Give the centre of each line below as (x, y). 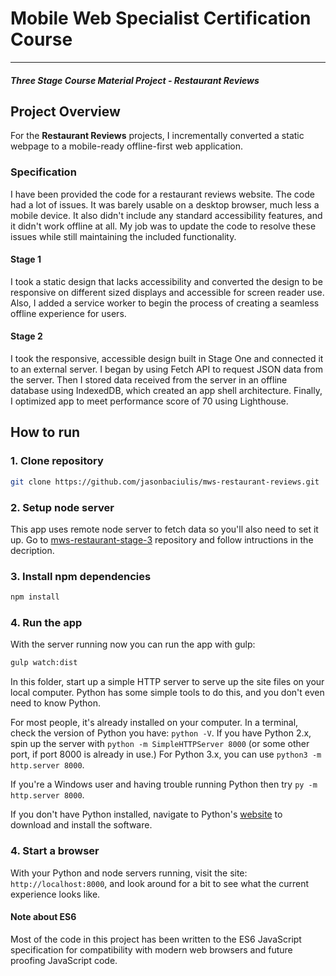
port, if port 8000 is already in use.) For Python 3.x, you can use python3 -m (166, 754)
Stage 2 (26, 336)
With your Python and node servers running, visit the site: (129, 873)
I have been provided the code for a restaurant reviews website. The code (162, 194)
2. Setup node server (62, 507)
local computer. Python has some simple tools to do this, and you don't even (167, 693)
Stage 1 (26, 259)
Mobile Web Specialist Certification (161, 18)
